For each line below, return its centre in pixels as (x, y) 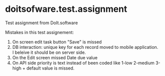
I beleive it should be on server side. (49, 52)
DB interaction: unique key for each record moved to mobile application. (85, 47)
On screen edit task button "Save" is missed (57, 42)
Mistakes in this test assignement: (39, 32)
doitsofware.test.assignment (66, 9)
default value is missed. (50, 68)
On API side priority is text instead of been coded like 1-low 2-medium (83, 63)
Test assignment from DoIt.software (41, 23)
